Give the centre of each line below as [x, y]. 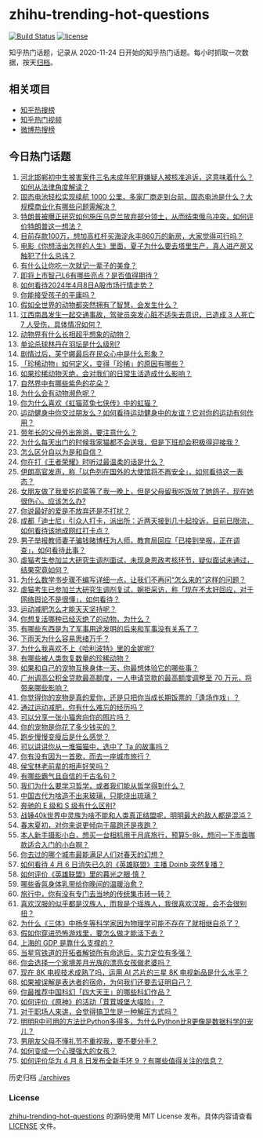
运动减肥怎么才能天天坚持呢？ [68, 609]
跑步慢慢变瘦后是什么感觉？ [65, 737]
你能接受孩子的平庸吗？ [58, 295]
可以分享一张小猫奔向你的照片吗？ [75, 717]
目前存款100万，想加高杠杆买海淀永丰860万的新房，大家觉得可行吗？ [132, 236]
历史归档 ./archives [40, 1077]
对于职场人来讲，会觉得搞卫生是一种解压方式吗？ [99, 1012]
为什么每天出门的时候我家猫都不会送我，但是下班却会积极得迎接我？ [130, 442]
